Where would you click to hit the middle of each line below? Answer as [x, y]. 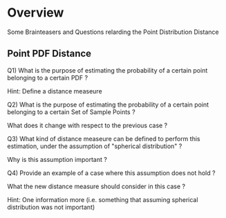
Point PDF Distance [49, 54]
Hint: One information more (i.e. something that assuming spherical [103, 199]
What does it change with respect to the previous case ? [87, 125]
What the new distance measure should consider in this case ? [96, 186]
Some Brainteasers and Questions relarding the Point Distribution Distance [113, 32]
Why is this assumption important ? [57, 159]
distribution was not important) [51, 207]
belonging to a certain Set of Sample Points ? [72, 111]
